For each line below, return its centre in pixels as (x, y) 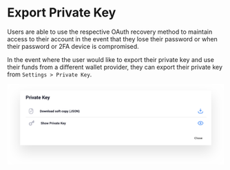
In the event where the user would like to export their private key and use (111, 59)
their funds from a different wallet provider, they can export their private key (115, 67)
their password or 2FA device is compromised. (73, 46)
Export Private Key (62, 13)
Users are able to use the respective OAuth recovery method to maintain (110, 32)
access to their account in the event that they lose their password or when (113, 39)
